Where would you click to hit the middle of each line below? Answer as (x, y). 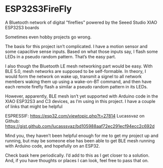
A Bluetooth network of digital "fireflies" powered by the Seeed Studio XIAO (81, 22)
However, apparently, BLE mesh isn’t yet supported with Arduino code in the (82, 96)
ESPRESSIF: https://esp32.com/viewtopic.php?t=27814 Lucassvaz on (75, 116)
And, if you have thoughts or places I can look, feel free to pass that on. (77, 160)
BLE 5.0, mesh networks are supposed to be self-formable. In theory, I (76, 71)
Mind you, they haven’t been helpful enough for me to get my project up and (82, 135)
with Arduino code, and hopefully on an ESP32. (52, 146)
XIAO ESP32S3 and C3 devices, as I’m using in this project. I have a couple (80, 101)
